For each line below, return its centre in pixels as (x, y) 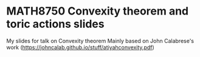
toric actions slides (55, 24)
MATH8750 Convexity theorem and (98, 11)
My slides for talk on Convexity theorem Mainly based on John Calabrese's (100, 41)
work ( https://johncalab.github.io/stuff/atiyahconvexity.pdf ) (81, 47)
